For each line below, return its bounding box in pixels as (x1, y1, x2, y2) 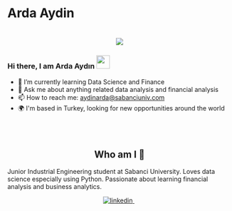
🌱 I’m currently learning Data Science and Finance (17, 77, 165, 86)
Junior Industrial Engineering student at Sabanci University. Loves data (7, 168, 216, 176)
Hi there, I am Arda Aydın (7, 61, 95, 71)
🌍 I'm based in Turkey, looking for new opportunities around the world (17, 103, 226, 112)
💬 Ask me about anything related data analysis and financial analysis (17, 85, 219, 93)
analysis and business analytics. (7, 182, 102, 191)
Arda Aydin (7, 5, 75, 21)
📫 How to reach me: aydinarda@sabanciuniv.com (17, 93, 165, 101)
